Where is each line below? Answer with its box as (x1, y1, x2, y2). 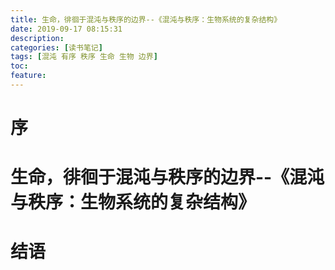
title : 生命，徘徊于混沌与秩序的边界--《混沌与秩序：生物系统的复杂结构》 (10, 14, 282, 25)
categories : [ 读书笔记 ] (10, 42, 103, 53)
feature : (10, 71, 47, 81)
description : (10, 33, 65, 43)
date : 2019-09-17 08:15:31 (10, 24, 123, 34)
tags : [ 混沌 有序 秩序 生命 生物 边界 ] (10, 52, 158, 62)
